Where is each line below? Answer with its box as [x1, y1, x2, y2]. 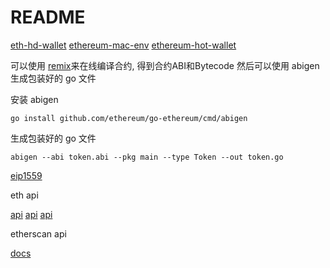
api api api [10, 208, 53, 220]
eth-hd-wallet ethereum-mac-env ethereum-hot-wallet [10, 39, 237, 51]
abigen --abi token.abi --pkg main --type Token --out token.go [10, 152, 284, 162]
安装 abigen [10, 93, 59, 105]
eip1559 [10, 169, 43, 181]
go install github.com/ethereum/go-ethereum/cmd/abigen [10, 113, 248, 123]
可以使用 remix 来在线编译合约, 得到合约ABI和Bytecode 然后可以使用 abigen [10, 59, 320, 71]
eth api [10, 189, 39, 201]
